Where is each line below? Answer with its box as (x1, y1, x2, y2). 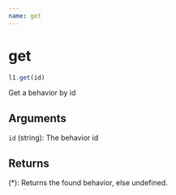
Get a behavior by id (8, 88, 76, 98)
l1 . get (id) (8, 74, 45, 82)
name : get (8, 11, 42, 20)
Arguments (8, 111, 67, 125)
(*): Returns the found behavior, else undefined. (8, 178, 168, 188)
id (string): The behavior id (8, 133, 99, 142)
